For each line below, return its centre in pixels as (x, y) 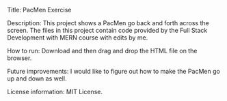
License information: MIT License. (55, 92)
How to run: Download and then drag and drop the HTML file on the (102, 51)
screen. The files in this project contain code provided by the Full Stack (107, 30)
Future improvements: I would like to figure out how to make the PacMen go (113, 71)
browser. (19, 58)
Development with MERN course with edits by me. (78, 38)
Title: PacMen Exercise (39, 10)
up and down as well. (37, 78)
